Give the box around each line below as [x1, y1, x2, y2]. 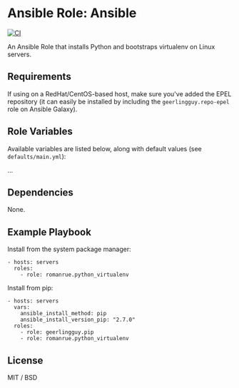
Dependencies [7, 186, 73, 198]
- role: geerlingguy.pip [20, 329, 94, 336]
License [7, 354, 44, 367]
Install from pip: [7, 284, 54, 292]
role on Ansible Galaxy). [7, 105, 78, 113]
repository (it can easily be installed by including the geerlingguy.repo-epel [7, 97, 230, 106]
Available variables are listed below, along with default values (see [7, 144, 202, 153]
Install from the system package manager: [7, 245, 131, 254]
